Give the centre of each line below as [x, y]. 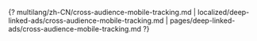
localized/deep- [224, 12]
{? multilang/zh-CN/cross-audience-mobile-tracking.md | [102, 12]
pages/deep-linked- [202, 20]
